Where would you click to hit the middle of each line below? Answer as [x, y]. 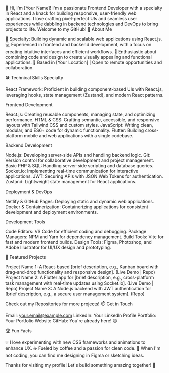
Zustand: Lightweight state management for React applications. [71, 182]
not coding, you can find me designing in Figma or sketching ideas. [75, 355]
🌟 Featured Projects [26, 257]
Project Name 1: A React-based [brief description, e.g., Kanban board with [82, 267]
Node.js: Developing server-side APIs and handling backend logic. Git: [78, 155]
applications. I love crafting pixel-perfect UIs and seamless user [71, 18]
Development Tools [25, 222]
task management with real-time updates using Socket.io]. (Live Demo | [79, 283]
